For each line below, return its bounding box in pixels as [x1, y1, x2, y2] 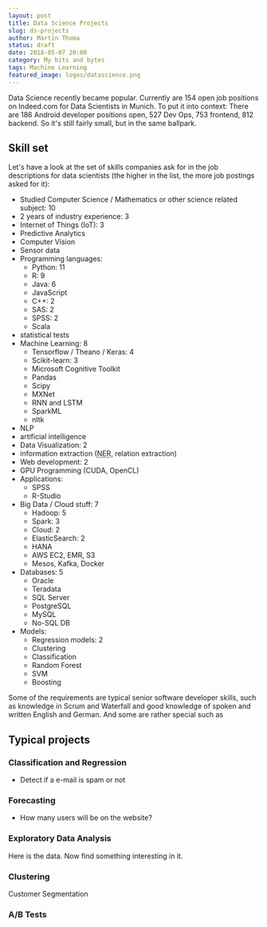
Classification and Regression [8, 756, 128, 768]
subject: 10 [19, 203, 56, 213]
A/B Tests [8, 909, 48, 920]
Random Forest [31, 661, 82, 670]
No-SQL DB [31, 619, 70, 628]
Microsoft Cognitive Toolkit [31, 364, 121, 374]
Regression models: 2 [31, 635, 104, 645]
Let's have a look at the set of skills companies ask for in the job [8, 163, 219, 172]
